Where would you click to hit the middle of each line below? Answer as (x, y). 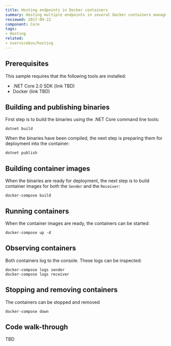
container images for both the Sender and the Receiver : (63, 186)
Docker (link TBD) (31, 91)
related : (15, 39)
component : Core (22, 24)
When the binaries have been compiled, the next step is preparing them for (84, 138)
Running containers (37, 211)
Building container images (48, 168)
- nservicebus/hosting (29, 43)
